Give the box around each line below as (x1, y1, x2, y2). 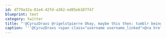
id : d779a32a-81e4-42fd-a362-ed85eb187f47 (5, 7, 94, 12)
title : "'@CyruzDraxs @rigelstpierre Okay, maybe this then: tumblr (5, 21, 149, 26)
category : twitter (5, 16, 43, 21)
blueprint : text (5, 12, 39, 17)
